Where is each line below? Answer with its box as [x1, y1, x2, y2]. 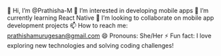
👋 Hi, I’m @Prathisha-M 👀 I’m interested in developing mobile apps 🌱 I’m [7, 7, 209, 14]
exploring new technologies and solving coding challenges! [7, 42, 174, 49]
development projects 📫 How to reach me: [7, 21, 128, 29]
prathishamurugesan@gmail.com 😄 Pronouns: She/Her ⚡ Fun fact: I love [7, 31, 211, 40]
